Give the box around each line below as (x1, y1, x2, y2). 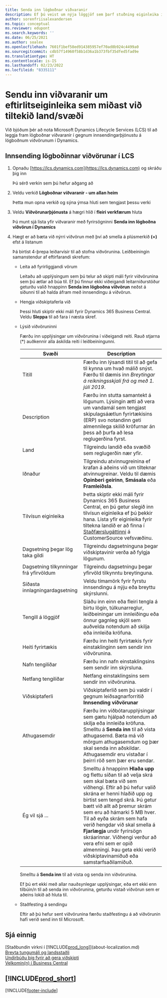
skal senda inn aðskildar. (83, 744, 141, 751)
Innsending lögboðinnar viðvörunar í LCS (5, 152, 134, 160)
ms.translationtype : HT (5, 53, 55, 59)
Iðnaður (22, 470, 41, 477)
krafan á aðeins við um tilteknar (83, 464, 157, 471)
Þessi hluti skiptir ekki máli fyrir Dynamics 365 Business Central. (19, 308, 152, 314)
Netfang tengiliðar (22, 675, 65, 682)
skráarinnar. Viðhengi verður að (83, 833, 157, 840)
